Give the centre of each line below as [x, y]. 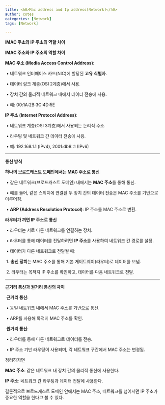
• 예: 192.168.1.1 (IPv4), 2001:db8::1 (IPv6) [48, 147]
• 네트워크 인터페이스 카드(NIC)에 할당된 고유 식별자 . [56, 74]
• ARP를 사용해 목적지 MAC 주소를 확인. [45, 318]
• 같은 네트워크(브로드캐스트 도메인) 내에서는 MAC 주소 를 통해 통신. [71, 183]
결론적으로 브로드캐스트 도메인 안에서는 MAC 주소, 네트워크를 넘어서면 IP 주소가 [82, 391]
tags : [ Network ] [22, 23]
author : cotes [20, 14]
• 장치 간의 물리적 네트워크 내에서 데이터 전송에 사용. [56, 94]
